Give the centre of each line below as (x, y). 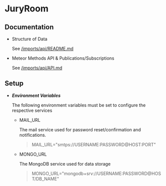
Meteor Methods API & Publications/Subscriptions (63, 58)
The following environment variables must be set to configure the (79, 105)
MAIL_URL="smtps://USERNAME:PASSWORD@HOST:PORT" (94, 144)
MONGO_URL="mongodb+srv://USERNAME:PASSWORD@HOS (96, 173)
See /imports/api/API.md (37, 68)
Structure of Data (30, 39)
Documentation (29, 27)
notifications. (33, 135)
